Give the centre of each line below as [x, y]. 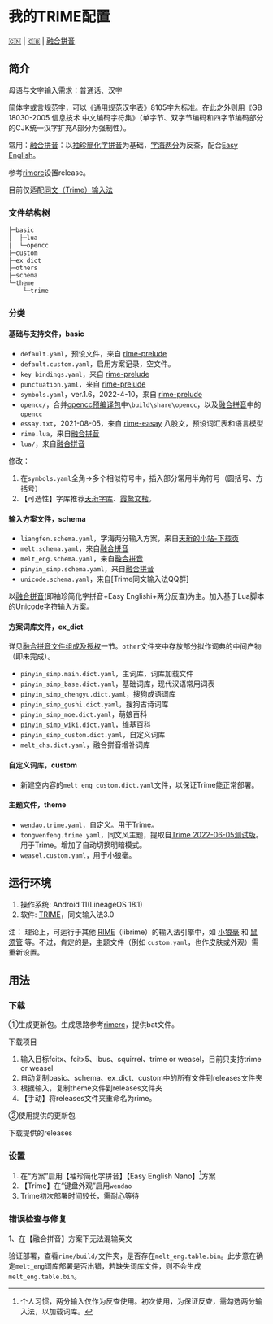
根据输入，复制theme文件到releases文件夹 [91, 1088]
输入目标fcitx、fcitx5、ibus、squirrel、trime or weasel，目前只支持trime [141, 1060]
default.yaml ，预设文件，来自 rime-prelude [93, 354]
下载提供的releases [41, 1133]
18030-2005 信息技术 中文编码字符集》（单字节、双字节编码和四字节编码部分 [136, 117]
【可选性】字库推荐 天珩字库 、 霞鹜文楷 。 [88, 499]
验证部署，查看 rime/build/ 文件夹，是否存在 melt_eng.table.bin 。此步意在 [132, 1256]
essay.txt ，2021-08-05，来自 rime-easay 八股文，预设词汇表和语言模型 [142, 423]
